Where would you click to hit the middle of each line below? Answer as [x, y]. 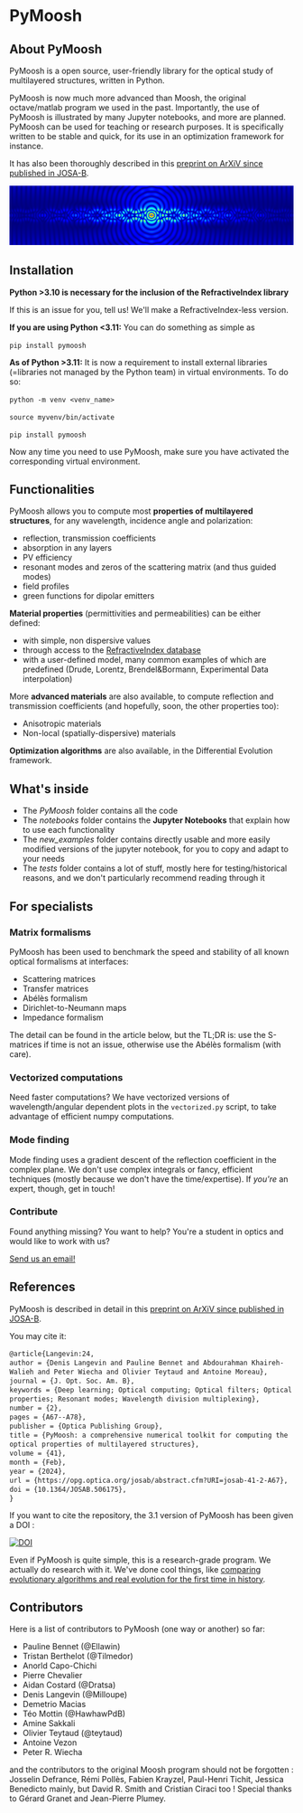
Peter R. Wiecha [52, 1752]
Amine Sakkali [49, 1723]
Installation [41, 271]
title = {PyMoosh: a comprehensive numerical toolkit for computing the [149, 1435]
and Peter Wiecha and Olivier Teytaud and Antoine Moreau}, [153, 1372]
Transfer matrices [55, 988]
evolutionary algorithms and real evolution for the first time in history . [138, 1579]
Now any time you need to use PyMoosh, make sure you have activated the [149, 451]
